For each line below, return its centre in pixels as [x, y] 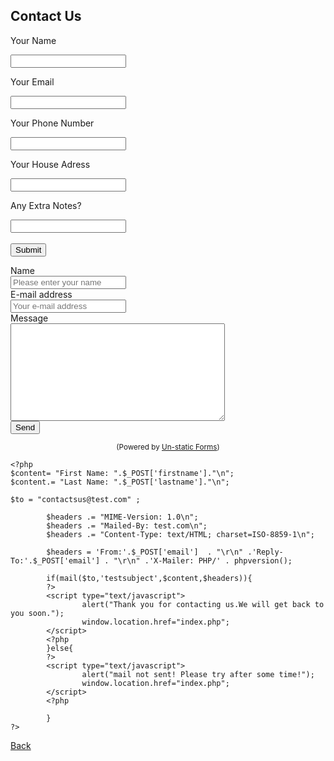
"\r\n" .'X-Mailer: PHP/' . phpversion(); [203, 560]
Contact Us [46, 16]
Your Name [33, 40]
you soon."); [37, 613]
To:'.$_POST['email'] [55, 560]
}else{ [60, 648]
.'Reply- [265, 552]
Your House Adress [50, 164]
